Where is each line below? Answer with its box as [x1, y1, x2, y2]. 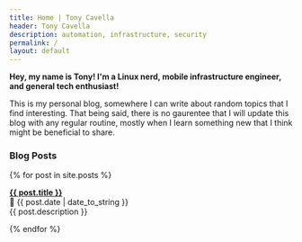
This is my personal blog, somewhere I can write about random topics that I [9, 98, 289, 109]
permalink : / [9, 38, 58, 48]
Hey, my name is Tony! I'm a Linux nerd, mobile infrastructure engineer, [9, 71, 281, 82]
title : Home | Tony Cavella [9, 13, 115, 22]
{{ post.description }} [9, 206, 88, 217]
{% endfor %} [9, 224, 61, 235]
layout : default [9, 47, 70, 56]
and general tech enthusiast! [9, 81, 120, 92]
